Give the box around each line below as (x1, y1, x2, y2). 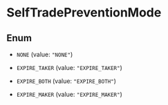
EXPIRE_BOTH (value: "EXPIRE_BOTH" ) (16, 77, 117, 85)
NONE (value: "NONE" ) (16, 50, 73, 58)
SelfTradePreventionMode (6, 5, 162, 21)
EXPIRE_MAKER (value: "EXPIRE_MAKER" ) (16, 91, 122, 98)
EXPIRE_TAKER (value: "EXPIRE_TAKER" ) (16, 64, 122, 71)
